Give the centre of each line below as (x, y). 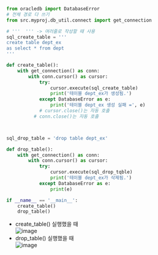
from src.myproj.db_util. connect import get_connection (79, 20)
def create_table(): (33, 65)
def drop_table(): (30, 149)
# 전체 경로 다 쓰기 (28, 14)
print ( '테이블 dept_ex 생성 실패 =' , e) (98, 105)
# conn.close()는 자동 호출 (66, 116)
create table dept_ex (34, 43)
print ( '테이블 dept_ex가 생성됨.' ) (91, 94)
